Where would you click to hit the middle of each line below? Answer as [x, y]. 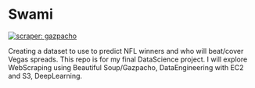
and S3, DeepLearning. [45, 76]
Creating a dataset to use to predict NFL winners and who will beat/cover [126, 51]
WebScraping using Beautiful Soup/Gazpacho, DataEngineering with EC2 [126, 67]
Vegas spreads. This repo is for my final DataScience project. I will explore [128, 59]
